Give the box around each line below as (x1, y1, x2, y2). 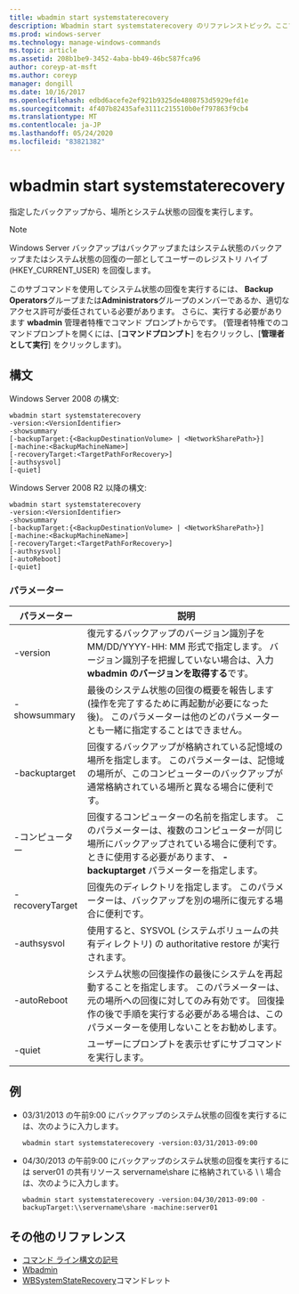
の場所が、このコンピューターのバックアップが (87, 767, 283, 779)
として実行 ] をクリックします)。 (9, 339, 126, 350)
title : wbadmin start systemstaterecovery (9, 12, 169, 22)
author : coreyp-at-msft (9, 63, 98, 72)
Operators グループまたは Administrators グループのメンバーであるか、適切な (9, 295, 290, 305)
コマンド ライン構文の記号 (21, 1255, 118, 1266)
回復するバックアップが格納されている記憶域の (87, 740, 283, 753)
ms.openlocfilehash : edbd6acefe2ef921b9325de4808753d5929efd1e (9, 95, 249, 105)
